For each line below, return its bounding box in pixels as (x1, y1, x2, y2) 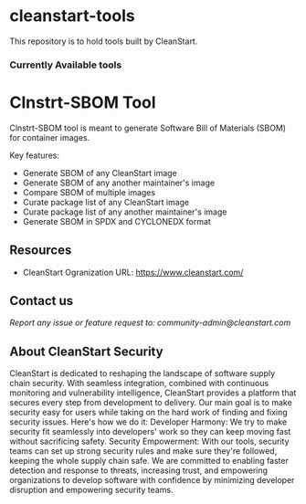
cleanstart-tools (9, 5, 135, 26)
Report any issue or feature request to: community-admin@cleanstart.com (9, 317, 291, 329)
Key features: (9, 150, 59, 161)
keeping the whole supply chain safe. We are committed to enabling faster (9, 456, 290, 467)
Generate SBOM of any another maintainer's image (22, 177, 216, 188)
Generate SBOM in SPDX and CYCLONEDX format (22, 215, 212, 226)
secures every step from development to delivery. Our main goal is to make (9, 397, 292, 408)
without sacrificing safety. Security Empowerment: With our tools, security (9, 436, 290, 447)
